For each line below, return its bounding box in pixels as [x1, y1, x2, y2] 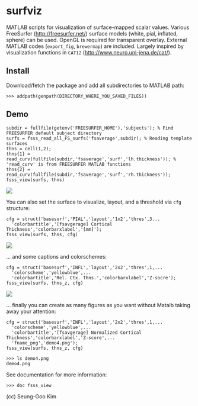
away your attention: [6, 308, 56, 315]
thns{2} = [6, 166, 31, 172]
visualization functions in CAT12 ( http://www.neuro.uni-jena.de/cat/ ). [6, 49, 172, 56]
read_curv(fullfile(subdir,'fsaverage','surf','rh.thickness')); [6, 172, 171, 178]
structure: [6, 204, 30, 211]
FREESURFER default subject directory [6, 130, 102, 136]
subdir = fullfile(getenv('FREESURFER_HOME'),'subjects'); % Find [6, 125, 174, 131]
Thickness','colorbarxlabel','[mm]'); [6, 226, 102, 232]
